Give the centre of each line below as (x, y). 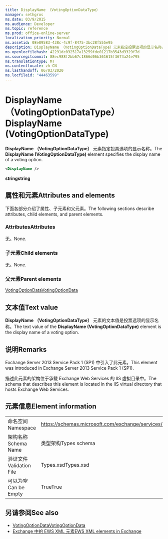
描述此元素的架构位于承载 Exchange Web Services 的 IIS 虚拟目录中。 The (81, 379)
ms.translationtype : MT (30, 61)
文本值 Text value (32, 307)
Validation (19, 465)
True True (51, 487)
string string (18, 178)
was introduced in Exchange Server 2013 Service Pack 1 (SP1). (69, 368)
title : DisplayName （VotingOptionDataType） (52, 10)
